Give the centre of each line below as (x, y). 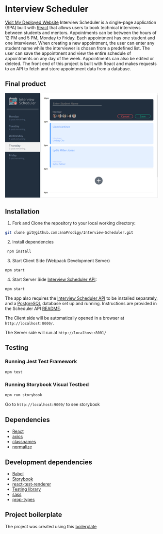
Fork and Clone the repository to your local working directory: (74, 223)
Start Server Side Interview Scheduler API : (54, 279)
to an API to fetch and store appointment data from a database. (68, 68)
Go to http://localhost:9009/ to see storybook (53, 405)
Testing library (26, 489)
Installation (22, 211)
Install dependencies (33, 242)
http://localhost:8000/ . (30, 323)
